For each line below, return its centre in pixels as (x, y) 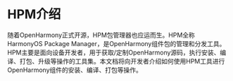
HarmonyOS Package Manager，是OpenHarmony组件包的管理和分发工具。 (116, 43)
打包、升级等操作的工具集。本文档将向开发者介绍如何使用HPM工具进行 (122, 61)
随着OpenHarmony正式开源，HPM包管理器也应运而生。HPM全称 (101, 35)
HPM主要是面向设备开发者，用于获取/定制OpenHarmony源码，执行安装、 (114, 52)
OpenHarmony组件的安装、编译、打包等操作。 (75, 70)
